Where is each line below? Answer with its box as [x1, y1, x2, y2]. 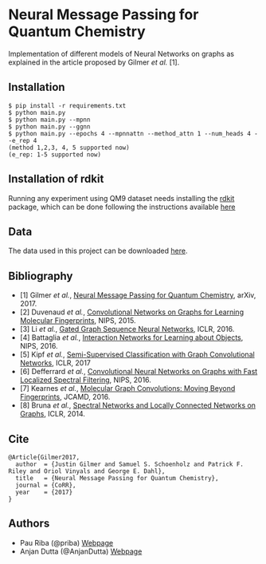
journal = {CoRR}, [15, 481, 77, 489]
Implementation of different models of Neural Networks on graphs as [8, 49, 235, 58]
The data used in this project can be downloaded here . [8, 246, 188, 256]
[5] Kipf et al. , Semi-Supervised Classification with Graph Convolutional [19, 349, 255, 360]
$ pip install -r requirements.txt [8, 101, 127, 109]
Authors [8, 517, 50, 530]
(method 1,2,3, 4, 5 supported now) [8, 144, 130, 152]
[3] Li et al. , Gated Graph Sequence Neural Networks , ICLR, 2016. [19, 325, 235, 334]
